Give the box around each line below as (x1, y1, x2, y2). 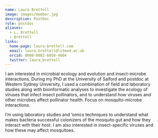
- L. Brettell (9, 30, 38, 35)
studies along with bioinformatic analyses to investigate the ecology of (5, 86, 148, 92)
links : (5, 39, 19, 44)
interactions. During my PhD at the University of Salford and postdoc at (5, 76, 149, 82)
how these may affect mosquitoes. (5, 127, 75, 133)
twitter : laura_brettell (9, 57, 60, 62)
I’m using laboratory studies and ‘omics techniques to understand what (5, 111, 149, 118)
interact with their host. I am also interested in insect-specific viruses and (5, 122, 154, 128)
